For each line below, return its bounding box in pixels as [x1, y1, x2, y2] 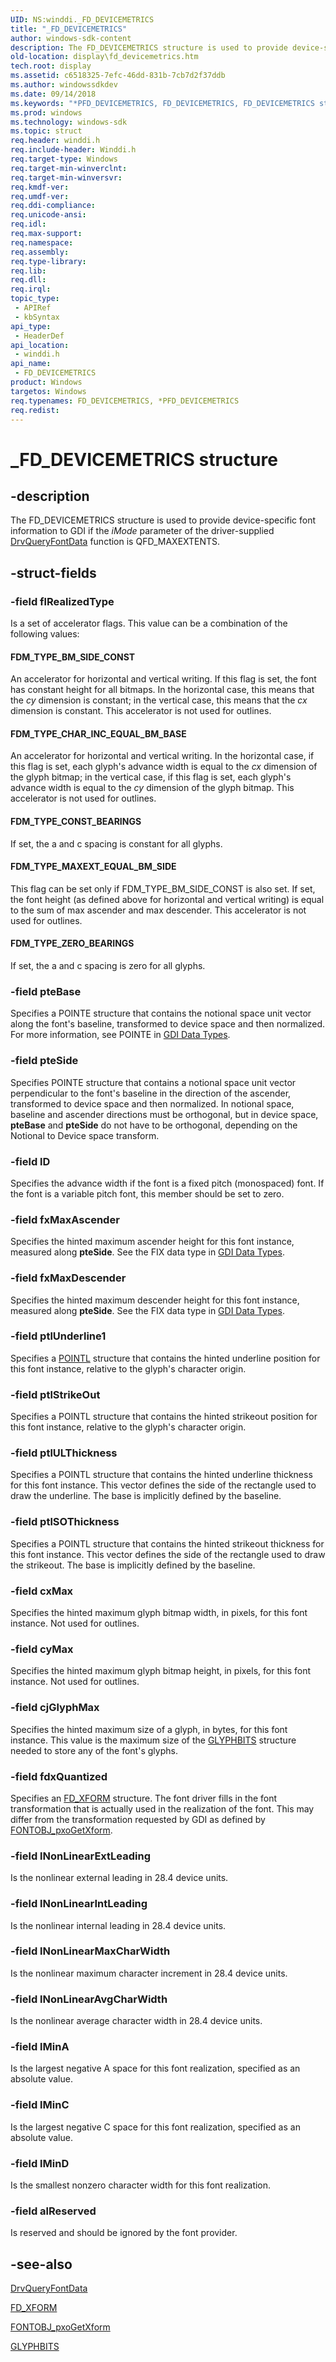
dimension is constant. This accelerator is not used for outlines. [10, 705, 272, 717]
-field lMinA [10, 2040, 70, 2054]
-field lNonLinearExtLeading [10, 1849, 152, 1863]
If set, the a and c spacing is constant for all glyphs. [10, 837, 223, 850]
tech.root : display [10, 61, 92, 71]
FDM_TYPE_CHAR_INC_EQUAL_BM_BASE [10, 727, 187, 740]
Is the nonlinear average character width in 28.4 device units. [10, 2015, 263, 2027]
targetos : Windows [10, 386, 87, 396]
